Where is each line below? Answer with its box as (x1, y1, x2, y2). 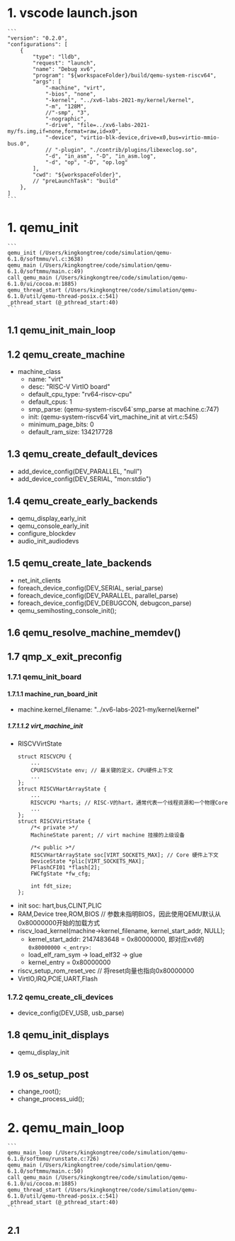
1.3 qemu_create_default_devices (7, 448, 158, 460)
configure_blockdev (17, 529, 76, 537)
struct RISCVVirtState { (17, 818, 91, 825)
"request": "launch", (33, 59, 97, 67)
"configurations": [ (7, 40, 69, 48)
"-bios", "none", (45, 90, 97, 97)
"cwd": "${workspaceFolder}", (33, 171, 122, 178)
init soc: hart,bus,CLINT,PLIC (17, 901, 102, 910)
